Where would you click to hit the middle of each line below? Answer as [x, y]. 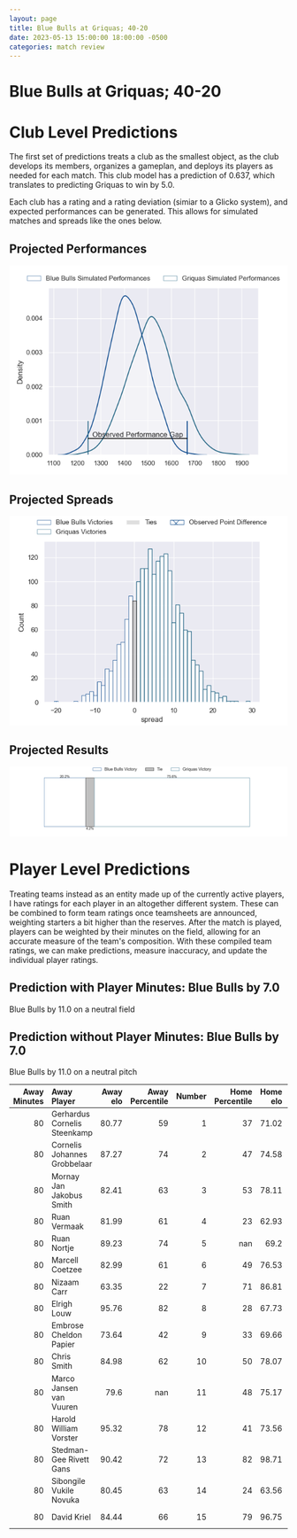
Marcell [65, 1260]
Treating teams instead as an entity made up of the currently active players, [147, 894]
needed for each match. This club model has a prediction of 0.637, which [142, 175]
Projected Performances [78, 249]
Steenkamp [72, 1133]
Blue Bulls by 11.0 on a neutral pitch [73, 1072]
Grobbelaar [72, 1164]
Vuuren [65, 1406]
